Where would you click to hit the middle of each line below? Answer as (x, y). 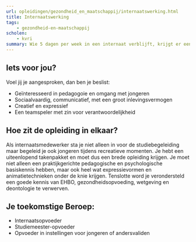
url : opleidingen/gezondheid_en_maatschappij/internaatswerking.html (92, 11)
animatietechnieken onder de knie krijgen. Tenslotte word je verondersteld (95, 176)
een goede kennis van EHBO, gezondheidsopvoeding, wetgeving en (87, 182)
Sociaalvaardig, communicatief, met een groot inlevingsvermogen (93, 100)
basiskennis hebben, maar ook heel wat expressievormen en (79, 169)
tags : (13, 22)
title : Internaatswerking (37, 17)
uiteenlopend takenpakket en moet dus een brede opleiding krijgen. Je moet (98, 157)
